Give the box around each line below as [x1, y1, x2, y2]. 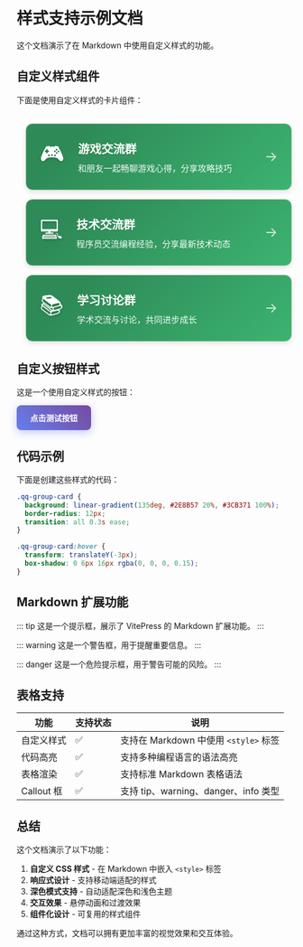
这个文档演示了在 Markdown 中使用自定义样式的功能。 [16, 40, 219, 51]
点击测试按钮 [30, 413, 78, 424]
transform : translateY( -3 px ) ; [24, 550, 138, 560]
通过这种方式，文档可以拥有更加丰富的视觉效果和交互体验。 [16, 928, 238, 939]
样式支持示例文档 [16, 8, 144, 29]
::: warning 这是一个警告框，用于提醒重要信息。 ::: [16, 639, 202, 651]
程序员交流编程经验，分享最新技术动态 [76, 238, 231, 249]
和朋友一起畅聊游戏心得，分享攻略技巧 [78, 162, 233, 174]
